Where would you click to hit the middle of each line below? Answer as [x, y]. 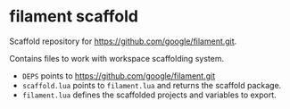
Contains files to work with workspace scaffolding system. [117, 58]
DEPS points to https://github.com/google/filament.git [119, 75]
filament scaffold [74, 17]
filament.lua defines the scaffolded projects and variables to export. [149, 95]
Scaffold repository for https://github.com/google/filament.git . [123, 41]
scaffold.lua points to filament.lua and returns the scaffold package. [152, 85]
